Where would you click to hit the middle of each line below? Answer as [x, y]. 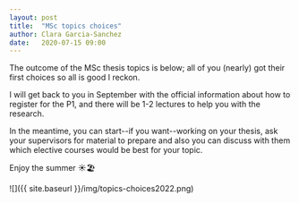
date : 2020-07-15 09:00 [57, 42]
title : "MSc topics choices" [66, 26]
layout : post [34, 17]
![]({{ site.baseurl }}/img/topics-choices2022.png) [102, 189]
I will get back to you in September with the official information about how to [150, 95]
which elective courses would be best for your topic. [106, 150]
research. [27, 114]
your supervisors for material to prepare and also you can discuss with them [150, 140]
